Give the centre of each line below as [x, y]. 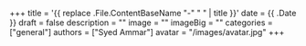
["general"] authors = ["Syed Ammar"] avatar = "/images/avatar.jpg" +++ [147, 32]
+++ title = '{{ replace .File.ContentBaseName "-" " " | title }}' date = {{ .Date [153, 13]
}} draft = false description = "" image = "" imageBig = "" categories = [141, 23]
